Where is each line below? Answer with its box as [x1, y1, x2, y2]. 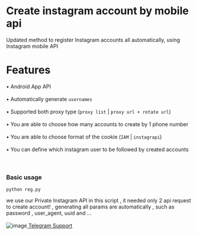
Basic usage [6, 173, 43, 181]
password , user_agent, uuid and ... [6, 210, 92, 217]
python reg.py [6, 186, 41, 193]
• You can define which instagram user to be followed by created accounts [6, 146, 189, 153]
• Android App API [6, 83, 51, 90]
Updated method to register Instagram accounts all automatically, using [6, 36, 180, 43]
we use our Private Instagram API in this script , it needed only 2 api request [6, 197, 191, 204]
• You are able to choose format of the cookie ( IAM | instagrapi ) [6, 133, 162, 140]
